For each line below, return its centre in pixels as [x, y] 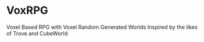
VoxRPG [27, 10]
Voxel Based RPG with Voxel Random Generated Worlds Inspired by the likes [102, 27]
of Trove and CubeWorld [37, 33]
